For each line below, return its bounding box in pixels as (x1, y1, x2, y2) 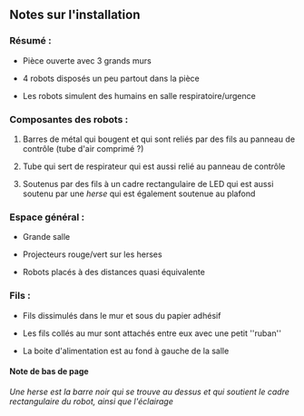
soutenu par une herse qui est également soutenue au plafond (22, 188, 256, 199)
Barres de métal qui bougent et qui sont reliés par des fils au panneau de (22, 134, 296, 144)
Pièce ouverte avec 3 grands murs (22, 54, 152, 66)
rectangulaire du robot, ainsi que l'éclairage (9, 395, 174, 407)
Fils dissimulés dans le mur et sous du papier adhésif (22, 310, 221, 321)
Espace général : (9, 211, 85, 223)
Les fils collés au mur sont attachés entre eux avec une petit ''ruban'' (22, 327, 281, 339)
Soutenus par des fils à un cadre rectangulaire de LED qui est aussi (22, 178, 274, 189)
